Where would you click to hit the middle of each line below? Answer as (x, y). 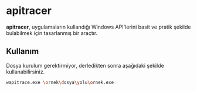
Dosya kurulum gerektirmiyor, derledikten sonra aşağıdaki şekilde (85, 65)
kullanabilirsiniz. (26, 72)
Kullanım (23, 52)
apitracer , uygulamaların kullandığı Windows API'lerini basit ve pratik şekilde (98, 27)
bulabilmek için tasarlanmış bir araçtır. (52, 33)
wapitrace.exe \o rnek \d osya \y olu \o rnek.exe (60, 82)
